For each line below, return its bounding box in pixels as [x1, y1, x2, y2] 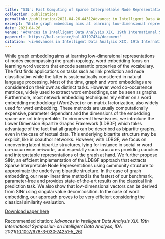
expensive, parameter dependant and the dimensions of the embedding [5, 110, 150, 116]
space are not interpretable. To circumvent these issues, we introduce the [5, 115, 155, 121]
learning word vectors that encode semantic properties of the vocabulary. [5, 63, 155, 69]
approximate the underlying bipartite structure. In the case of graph [5, 168, 141, 174]
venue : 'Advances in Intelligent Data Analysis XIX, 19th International [5, 30, 157, 35]
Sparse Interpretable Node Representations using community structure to [5, 162, 154, 168]
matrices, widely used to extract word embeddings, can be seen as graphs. [5, 89, 158, 95]
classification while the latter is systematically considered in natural [5, 73, 141, 79]
